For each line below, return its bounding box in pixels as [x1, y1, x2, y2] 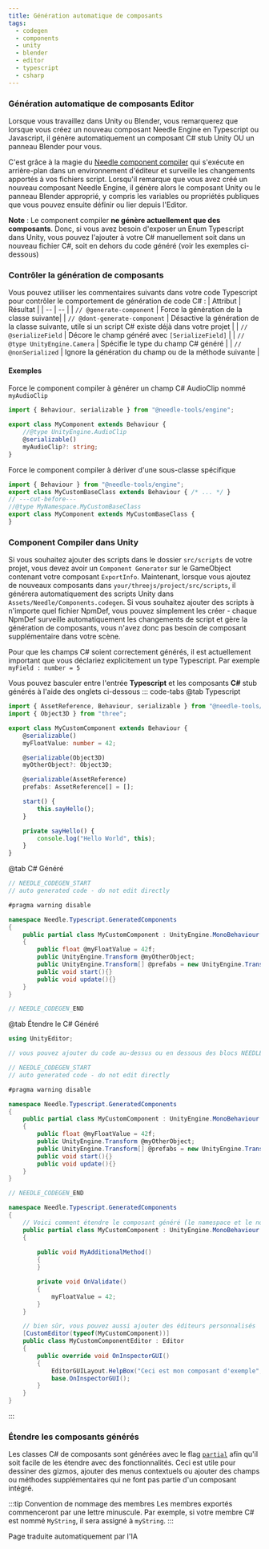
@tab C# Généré [8, 864, 64, 874]
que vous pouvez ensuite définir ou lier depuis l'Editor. [8, 200, 188, 209]
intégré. [8, 1483, 34, 1493]
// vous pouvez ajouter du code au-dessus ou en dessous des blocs [8, 1049, 239, 1057]
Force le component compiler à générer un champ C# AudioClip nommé [8, 383, 246, 393]
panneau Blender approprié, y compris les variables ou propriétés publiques [8, 191, 259, 201]
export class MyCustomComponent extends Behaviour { [8, 724, 188, 732]
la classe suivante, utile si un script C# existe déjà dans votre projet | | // [8, 322, 248, 331]
